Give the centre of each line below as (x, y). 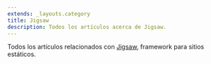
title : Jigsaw (28, 20)
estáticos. (22, 54)
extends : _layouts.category (49, 14)
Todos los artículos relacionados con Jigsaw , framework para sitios (106, 47)
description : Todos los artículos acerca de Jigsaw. (87, 27)
